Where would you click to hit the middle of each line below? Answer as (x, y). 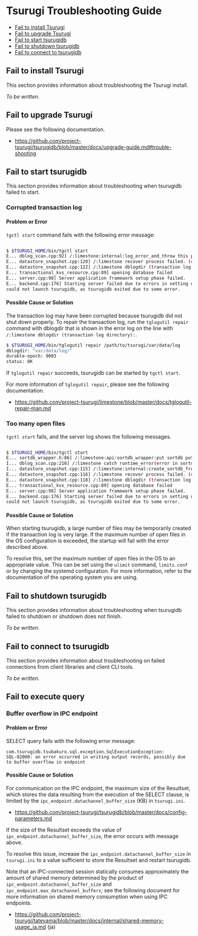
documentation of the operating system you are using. (72, 577)
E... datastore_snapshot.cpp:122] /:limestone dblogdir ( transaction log (99, 267)
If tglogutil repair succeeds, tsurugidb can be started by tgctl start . (93, 373)
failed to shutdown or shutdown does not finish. (64, 616)
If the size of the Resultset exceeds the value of (64, 830)
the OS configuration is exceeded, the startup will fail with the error (88, 541)
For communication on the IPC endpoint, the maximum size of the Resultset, (98, 788)
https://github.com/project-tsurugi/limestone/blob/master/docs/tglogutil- (103, 402)
